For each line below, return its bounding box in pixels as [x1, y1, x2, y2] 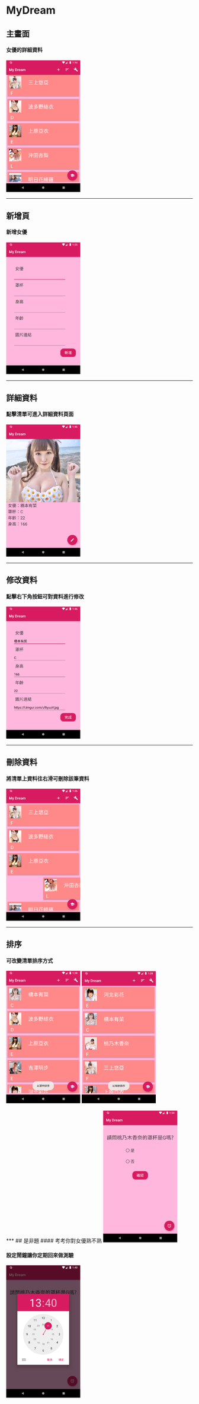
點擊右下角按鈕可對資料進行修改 [6, 593, 84, 600]
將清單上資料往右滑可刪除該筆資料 [6, 775, 89, 782]
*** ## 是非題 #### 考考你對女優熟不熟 [6, 1237, 102, 1244]
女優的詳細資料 [6, 46, 43, 53]
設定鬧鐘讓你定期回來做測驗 [6, 1251, 74, 1259]
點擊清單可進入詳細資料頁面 [6, 411, 74, 418]
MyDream [6, 4, 56, 17]
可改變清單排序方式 [6, 957, 53, 964]
